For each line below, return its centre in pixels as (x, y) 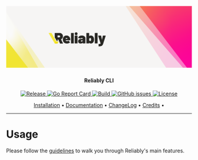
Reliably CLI (99, 81)
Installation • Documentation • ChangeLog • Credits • (99, 105)
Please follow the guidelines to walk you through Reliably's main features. (95, 151)
